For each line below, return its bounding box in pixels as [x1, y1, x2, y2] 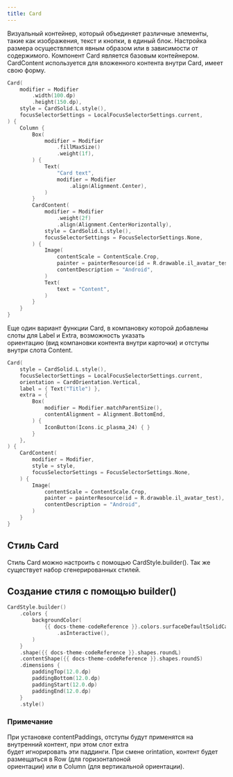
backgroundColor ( [32, 617, 82, 624]
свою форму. [7, 66, 46, 74]
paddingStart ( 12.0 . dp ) [32, 681, 98, 688]
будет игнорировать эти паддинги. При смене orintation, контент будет [7, 747, 218, 756]
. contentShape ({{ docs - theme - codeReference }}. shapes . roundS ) [19, 656, 203, 663]
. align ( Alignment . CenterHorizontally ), [56, 221, 172, 228]
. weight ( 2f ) [56, 215, 92, 222]
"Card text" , [56, 169, 95, 177]
